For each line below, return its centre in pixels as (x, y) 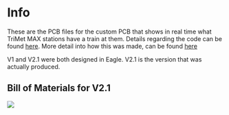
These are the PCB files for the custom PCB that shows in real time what (109, 31)
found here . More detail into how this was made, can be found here (102, 46)
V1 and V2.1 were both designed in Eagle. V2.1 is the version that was (105, 59)
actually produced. (34, 66)
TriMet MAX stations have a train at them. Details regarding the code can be (115, 38)
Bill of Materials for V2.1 (59, 88)
